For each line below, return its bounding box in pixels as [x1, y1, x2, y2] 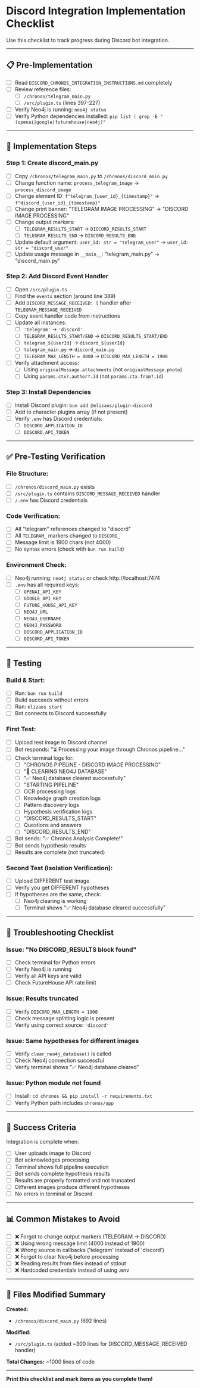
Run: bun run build [14, 690, 62, 697]
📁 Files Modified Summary [6, 1290, 106, 1300]
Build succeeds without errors [14, 696, 89, 704]
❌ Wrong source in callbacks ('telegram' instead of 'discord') [14, 1246, 165, 1253]
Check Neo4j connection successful [14, 1057, 104, 1064]
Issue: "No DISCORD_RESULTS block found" [6, 945, 137, 954]
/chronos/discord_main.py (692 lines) [14, 1317, 107, 1324]
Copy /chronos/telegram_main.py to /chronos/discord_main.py [14, 172, 168, 179]
